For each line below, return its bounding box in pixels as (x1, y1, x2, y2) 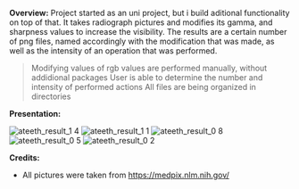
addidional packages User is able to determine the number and (30, 72, 263, 83)
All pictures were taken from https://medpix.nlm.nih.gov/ (21, 169, 230, 180)
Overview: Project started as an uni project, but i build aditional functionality (9, 8, 290, 18)
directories (30, 91, 71, 102)
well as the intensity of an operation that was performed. (9, 45, 218, 56)
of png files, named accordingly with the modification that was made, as (9, 36, 275, 46)
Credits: (9, 152, 40, 163)
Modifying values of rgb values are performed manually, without (30, 62, 268, 73)
